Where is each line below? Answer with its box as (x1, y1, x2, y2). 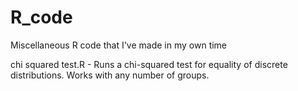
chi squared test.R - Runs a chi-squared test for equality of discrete (10, 58, 288, 70)
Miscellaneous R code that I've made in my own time (10, 39, 228, 51)
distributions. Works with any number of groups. (10, 69, 210, 81)
